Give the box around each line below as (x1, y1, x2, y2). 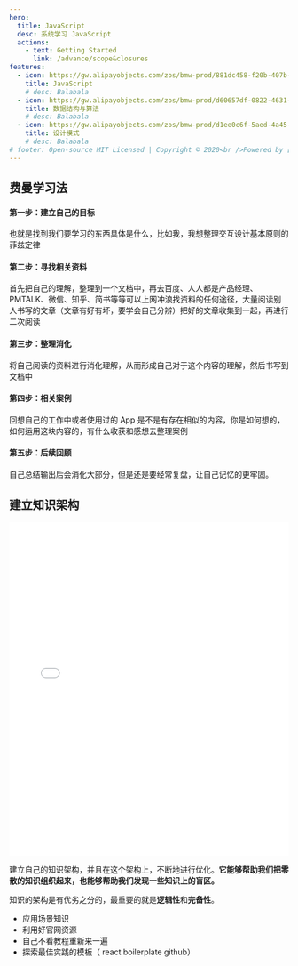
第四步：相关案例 (9, 393, 72, 404)
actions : (17, 37, 50, 47)
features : (9, 63, 46, 72)
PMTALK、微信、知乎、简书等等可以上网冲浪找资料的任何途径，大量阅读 (9, 294, 274, 305)
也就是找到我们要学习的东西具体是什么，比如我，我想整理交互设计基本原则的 (9, 229, 289, 239)
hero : (9, 12, 29, 22)
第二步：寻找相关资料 (9, 262, 87, 272)
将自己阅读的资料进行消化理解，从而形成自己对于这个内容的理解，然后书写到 (9, 359, 289, 370)
